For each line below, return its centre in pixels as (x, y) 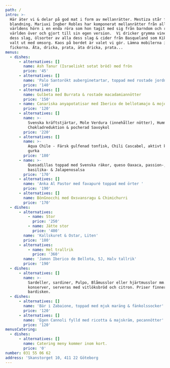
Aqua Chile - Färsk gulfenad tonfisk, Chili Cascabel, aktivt (95, 146)
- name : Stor (41, 217)
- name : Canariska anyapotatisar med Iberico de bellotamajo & (87, 104)
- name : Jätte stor (48, 226)
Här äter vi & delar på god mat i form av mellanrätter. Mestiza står (86, 19)
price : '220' (37, 132)
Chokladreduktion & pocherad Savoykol (69, 127)
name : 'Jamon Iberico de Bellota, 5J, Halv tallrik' (80, 259)
